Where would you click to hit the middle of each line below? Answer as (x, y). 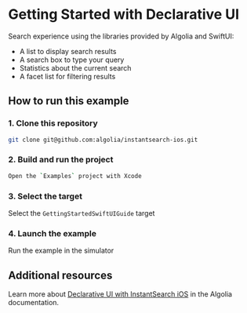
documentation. (34, 303)
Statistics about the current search (75, 67)
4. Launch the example (52, 233)
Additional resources (60, 275)
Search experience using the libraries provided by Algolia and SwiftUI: (121, 36)
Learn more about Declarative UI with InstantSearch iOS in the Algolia (120, 294)
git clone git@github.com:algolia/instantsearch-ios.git (103, 140)
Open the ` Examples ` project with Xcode (75, 176)
